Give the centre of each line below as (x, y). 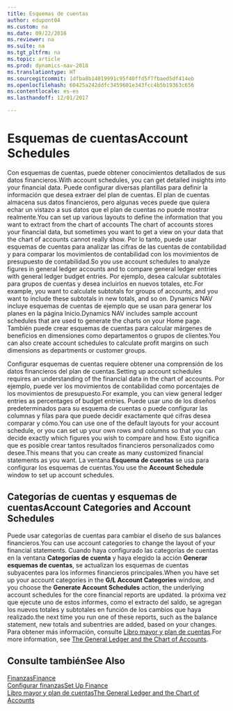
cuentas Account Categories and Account (99, 508)
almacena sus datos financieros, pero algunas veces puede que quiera (109, 202)
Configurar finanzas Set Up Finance (58, 685)
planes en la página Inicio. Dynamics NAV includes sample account (103, 313)
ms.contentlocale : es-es (43, 91)
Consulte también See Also (66, 661)
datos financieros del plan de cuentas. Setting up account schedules (105, 371)
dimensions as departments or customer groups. (77, 350)
